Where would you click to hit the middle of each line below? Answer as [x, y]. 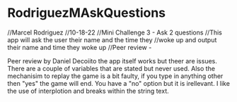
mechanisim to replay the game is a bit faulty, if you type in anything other [115, 76]
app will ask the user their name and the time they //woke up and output [112, 39]
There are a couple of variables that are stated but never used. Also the [111, 68]
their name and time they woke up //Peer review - [80, 47]
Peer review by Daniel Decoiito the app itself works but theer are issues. [112, 60]
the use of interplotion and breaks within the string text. [88, 91]
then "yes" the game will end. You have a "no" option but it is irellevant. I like [118, 83]
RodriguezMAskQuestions [87, 13]
